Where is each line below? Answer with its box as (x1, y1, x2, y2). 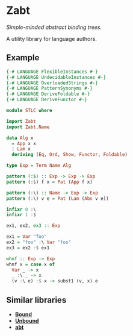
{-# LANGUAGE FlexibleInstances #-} (6, 69, 98, 75)
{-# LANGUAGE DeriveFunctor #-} (6, 97, 87, 103)
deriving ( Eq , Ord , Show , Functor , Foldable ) (11, 152, 128, 158)
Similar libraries (6, 294, 67, 305)
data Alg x (6, 135, 34, 141)
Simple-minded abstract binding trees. (6, 23, 102, 31)
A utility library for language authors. (6, 35, 97, 42)
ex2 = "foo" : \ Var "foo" (6, 239, 71, 245)
